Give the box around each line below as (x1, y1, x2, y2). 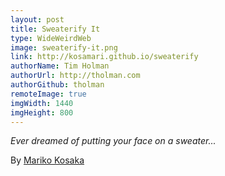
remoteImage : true (10, 89, 87, 99)
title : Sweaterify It (10, 24, 101, 34)
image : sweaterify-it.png (10, 42, 118, 53)
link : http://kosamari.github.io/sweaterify (10, 52, 199, 62)
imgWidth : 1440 (10, 98, 74, 108)
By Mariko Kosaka (10, 154, 85, 166)
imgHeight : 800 (10, 107, 74, 118)
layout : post (10, 14, 65, 25)
